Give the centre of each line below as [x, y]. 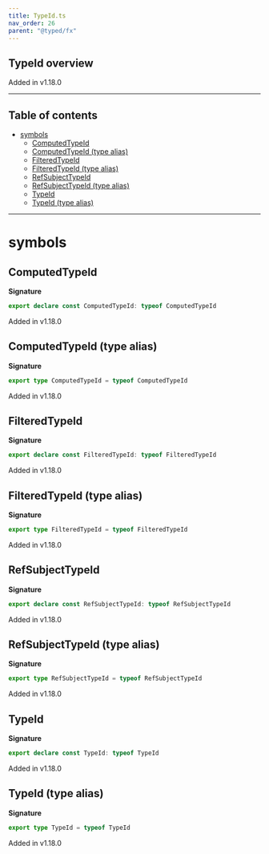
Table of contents [53, 115]
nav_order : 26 [32, 23]
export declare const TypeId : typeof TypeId [84, 753]
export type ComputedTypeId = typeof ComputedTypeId [98, 380]
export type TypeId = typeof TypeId [69, 828]
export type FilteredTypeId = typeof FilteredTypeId [98, 530]
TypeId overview [51, 63]
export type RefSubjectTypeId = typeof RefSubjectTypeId [105, 678]
